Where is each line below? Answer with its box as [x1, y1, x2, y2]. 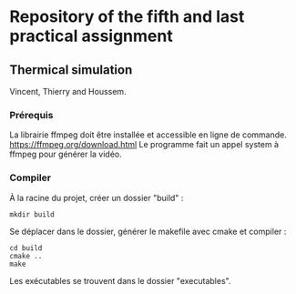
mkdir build [9, 209, 55, 219]
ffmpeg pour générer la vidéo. [9, 148, 122, 160]
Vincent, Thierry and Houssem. [9, 86, 127, 96]
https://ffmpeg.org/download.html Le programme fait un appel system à [9, 139, 280, 150]
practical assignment [9, 25, 173, 46]
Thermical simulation [9, 62, 133, 77]
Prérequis [9, 108, 54, 121]
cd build [9, 243, 43, 252]
